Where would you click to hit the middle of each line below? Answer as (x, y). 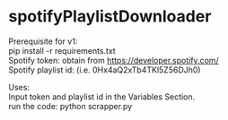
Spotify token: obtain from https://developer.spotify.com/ (114, 60)
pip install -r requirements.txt (62, 50)
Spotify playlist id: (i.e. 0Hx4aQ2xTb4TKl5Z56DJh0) (105, 70)
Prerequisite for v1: (43, 41)
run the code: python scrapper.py (70, 106)
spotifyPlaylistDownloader (110, 17)
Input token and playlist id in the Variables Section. (102, 97)
